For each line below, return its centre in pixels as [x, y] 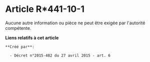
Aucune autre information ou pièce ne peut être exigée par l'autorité [75, 23]
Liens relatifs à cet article [32, 38]
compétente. [18, 28]
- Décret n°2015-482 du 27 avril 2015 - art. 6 [60, 56]
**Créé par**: [20, 47]
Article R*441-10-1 [45, 9]
